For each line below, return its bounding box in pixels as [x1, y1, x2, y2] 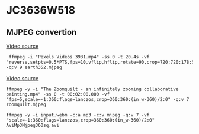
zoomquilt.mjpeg [6, 102, 46, 107]
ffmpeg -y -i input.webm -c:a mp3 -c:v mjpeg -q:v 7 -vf [6, 112, 150, 118]
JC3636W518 [6, 4, 76, 17]
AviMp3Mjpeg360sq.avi [6, 122, 60, 128]
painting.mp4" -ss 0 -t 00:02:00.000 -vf [6, 91, 110, 97]
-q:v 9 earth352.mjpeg [6, 64, 62, 70]
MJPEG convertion [6, 27, 77, 37]
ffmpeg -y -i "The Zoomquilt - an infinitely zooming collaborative [6, 86, 179, 92]
